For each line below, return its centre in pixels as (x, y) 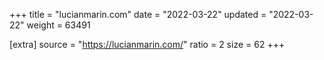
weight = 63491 (58, 25)
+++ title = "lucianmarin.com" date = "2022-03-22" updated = (138, 14)
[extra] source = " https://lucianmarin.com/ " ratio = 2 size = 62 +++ (147, 44)
